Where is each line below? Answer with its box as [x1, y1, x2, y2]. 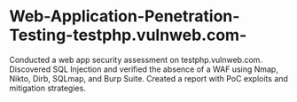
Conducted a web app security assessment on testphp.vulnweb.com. [9, 54, 263, 65]
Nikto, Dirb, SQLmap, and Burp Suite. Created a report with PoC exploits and [9, 73, 288, 83]
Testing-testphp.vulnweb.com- [9, 25, 247, 45]
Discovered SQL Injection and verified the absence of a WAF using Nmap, [9, 64, 279, 75]
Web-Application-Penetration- [9, 6, 240, 27]
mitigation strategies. [9, 82, 86, 93]
